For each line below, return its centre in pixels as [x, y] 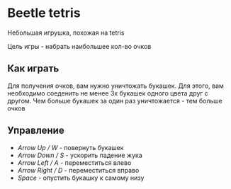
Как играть [33, 69]
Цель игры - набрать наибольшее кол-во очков [79, 46]
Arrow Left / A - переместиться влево [74, 162]
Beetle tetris [44, 13]
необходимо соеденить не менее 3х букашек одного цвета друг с [108, 93]
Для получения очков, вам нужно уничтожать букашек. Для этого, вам [116, 86]
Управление [36, 131]
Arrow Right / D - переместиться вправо [78, 170]
